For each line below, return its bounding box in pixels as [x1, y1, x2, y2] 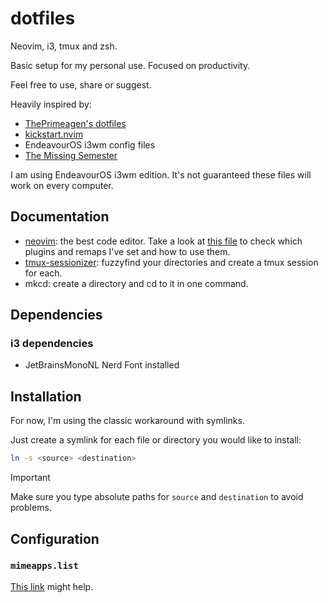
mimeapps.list [10, 560, 79, 572]
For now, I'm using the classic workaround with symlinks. [10, 415, 245, 427]
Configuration [10, 530, 100, 547]
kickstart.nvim [24, 128, 84, 140]
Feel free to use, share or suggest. [10, 78, 152, 91]
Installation [10, 388, 82, 405]
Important [10, 472, 51, 484]
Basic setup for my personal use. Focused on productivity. [10, 59, 251, 71]
